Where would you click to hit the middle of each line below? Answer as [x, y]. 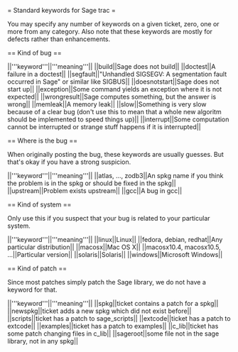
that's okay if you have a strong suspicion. [69, 162]
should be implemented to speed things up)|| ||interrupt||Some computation [118, 119]
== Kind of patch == [37, 268]
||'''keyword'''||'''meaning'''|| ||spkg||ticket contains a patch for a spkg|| [113, 303]
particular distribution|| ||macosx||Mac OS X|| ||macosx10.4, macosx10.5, [114, 247]
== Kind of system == [39, 204]
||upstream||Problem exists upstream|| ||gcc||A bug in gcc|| [95, 191]
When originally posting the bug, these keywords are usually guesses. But [115, 154]
